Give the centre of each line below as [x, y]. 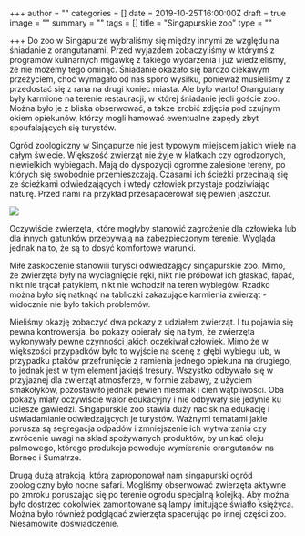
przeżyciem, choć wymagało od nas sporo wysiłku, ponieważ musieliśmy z [150, 79]
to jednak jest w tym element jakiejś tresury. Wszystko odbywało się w [142, 370]
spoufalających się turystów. [63, 128]
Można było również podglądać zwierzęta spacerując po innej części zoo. [148, 514]
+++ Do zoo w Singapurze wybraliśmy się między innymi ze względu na [144, 41]
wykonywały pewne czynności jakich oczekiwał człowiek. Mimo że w [139, 341]
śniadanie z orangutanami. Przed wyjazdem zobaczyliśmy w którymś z [142, 50]
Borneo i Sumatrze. [46, 458]
